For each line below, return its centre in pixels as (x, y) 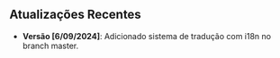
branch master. (50, 46)
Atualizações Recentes (75, 15)
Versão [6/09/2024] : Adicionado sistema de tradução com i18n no (147, 36)
